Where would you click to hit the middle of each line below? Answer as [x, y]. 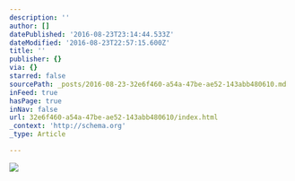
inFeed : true [34, 92]
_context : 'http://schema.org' [68, 126]
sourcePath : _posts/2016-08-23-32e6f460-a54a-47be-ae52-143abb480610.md [148, 84]
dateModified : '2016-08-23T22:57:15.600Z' [90, 43]
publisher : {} [36, 59]
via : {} [24, 68]
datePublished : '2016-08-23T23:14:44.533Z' [92, 34]
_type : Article [38, 134]
